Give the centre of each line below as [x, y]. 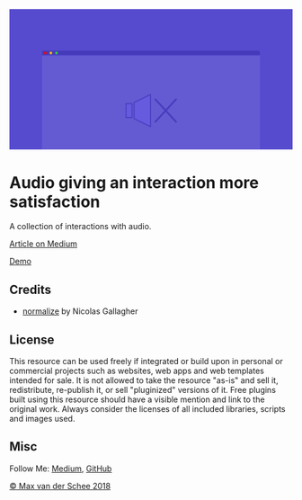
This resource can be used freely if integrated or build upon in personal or [146, 362]
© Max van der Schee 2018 [60, 486]
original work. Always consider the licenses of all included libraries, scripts [147, 409]
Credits [31, 289]
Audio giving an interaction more [134, 182]
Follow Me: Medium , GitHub [61, 469]
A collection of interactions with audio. [80, 227]
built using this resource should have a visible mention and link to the [137, 399]
